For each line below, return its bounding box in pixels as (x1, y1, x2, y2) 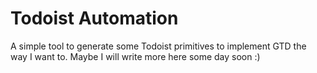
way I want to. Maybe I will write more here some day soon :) (10, 50, 261, 62)
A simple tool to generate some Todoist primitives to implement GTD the (10, 40, 307, 52)
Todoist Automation (10, 7, 179, 30)
